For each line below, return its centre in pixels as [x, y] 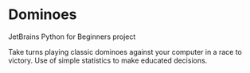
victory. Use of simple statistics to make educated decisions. [108, 60]
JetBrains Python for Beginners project [72, 36]
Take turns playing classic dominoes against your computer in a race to [125, 52]
